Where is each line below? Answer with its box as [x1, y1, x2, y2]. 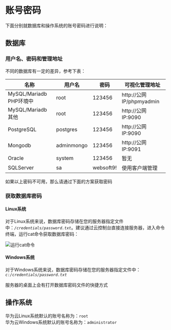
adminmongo [55, 142, 88, 149]
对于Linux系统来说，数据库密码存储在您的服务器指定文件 [5, 218, 124, 224]
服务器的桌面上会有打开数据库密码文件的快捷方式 [5, 282, 108, 288]
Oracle [8, 154, 24, 161]
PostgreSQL [8, 126, 37, 133]
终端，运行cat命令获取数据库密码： [5, 231, 79, 237]
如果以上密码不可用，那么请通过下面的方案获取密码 [5, 178, 112, 184]
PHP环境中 [8, 97, 34, 104]
